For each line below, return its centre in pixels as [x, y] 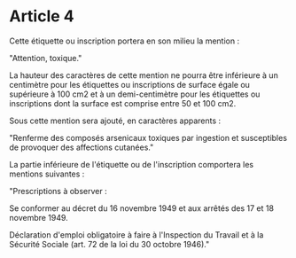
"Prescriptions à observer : [58, 191]
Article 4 [42, 16]
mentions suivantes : [47, 174]
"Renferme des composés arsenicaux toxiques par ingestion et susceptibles [148, 137]
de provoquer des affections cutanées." [82, 147]
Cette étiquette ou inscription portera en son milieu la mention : [125, 41]
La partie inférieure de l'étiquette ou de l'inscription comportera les [132, 164]
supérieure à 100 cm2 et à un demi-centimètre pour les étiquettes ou [135, 94]
